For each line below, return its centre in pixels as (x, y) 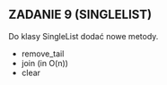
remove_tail (43, 54)
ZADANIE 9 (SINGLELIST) (80, 15)
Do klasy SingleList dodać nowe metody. (83, 36)
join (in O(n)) (45, 63)
